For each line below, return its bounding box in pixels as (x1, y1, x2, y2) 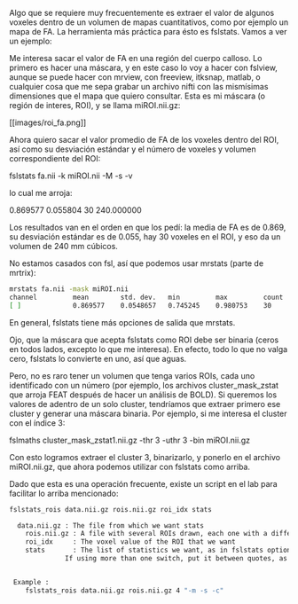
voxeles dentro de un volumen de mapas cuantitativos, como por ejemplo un (9, 17, 289, 27)
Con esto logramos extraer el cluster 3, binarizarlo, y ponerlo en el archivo (9, 451, 281, 462)
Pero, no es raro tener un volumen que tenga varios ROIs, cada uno (9, 370, 255, 380)
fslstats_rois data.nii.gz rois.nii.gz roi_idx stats (9, 505, 213, 514)
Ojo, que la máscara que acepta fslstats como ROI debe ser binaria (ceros (9, 334, 279, 345)
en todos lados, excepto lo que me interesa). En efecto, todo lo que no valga (9, 343, 288, 354)
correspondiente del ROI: (9, 153, 101, 163)
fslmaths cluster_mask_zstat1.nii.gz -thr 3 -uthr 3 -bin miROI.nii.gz (9, 435, 251, 445)
